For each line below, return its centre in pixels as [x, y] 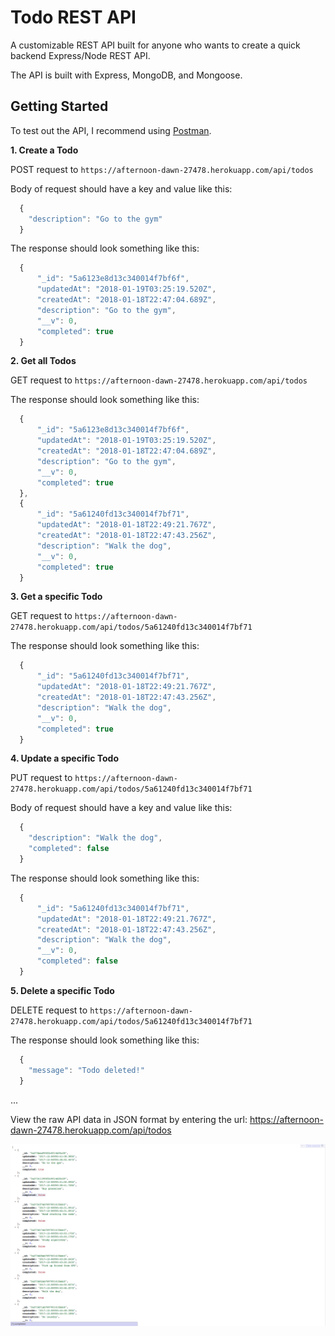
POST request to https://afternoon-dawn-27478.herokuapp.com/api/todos [162, 169]
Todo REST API [73, 17]
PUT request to [41, 778]
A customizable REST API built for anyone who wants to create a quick [155, 45]
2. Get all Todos [43, 361]
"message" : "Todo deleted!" [86, 1070]
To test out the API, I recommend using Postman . [111, 130]
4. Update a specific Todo [64, 758]
